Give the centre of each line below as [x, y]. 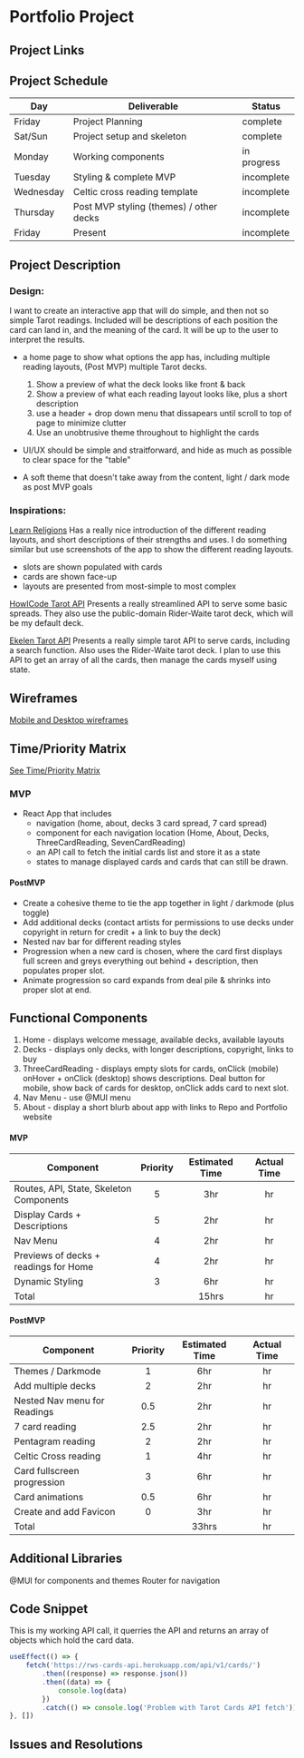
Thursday [34, 212]
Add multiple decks [55, 1385]
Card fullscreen [47, 1470]
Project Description [65, 265]
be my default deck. [47, 623]
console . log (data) [92, 1690]
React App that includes [67, 814]
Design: [27, 290]
